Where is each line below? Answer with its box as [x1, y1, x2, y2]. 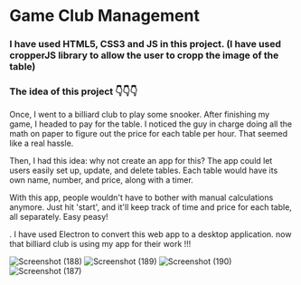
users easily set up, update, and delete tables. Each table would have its [9, 165, 278, 176]
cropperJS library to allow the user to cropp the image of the [9, 49, 279, 62]
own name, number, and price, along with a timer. [9, 175, 194, 185]
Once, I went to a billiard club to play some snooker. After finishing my [9, 109, 270, 120]
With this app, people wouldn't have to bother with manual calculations [9, 192, 274, 204]
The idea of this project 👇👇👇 [9, 85, 138, 98]
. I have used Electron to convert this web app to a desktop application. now [9, 229, 292, 240]
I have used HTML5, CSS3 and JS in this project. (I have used [9, 38, 282, 51]
